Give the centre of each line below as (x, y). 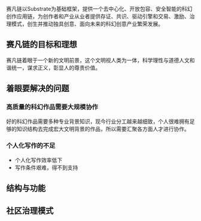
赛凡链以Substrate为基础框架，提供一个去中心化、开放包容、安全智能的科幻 (99, 9)
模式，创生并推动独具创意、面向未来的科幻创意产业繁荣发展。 (87, 24)
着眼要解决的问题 (38, 89)
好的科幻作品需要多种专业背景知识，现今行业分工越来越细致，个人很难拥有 (98, 121)
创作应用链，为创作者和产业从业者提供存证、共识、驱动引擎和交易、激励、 (98, 16)
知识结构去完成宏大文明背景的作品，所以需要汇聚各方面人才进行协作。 (103, 129)
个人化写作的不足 (31, 146)
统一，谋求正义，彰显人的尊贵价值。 (56, 67)
